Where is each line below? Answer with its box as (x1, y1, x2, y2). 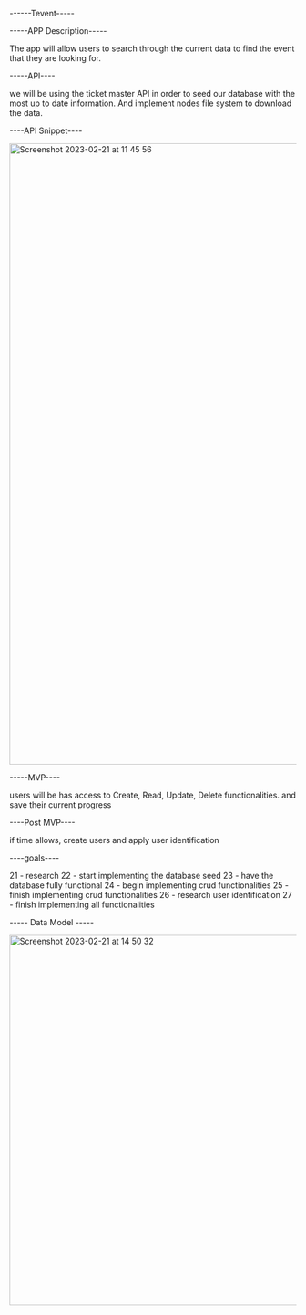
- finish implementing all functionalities (9, 899, 155, 910)
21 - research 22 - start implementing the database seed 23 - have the (9, 871, 274, 881)
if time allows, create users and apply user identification (9, 835, 220, 845)
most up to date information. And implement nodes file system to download (9, 98, 292, 109)
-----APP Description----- (9, 26, 107, 36)
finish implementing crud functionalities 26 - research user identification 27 (9, 890, 293, 900)
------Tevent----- (9, 8, 75, 18)
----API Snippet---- (9, 125, 83, 136)
